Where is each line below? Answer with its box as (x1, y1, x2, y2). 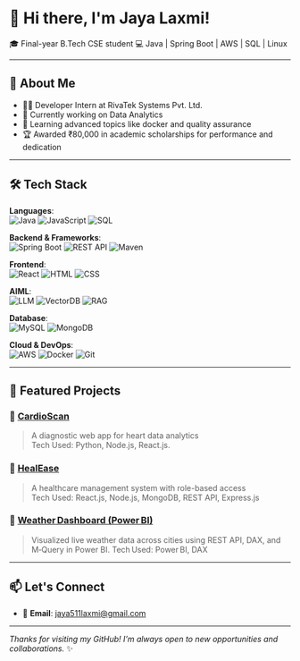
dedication (21, 141, 62, 152)
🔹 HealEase (9, 462, 60, 475)
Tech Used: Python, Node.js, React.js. (30, 440, 171, 451)
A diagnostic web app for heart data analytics (30, 430, 199, 441)
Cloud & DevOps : (9, 339, 74, 350)
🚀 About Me (9, 76, 76, 91)
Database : (9, 312, 48, 323)
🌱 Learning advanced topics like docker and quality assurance (21, 118, 252, 129)
